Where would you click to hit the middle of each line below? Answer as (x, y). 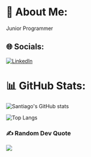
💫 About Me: (37, 12)
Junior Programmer (30, 28)
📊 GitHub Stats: (46, 86)
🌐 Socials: (25, 47)
